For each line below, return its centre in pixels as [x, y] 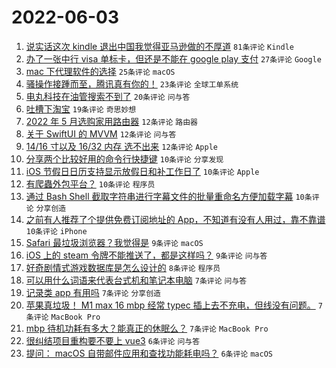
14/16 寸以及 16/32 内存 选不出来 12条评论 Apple [121, 146]
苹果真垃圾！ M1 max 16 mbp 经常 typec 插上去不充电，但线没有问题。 [170, 305]
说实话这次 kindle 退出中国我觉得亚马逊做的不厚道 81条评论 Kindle [159, 46]
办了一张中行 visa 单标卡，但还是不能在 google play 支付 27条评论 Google [173, 58]
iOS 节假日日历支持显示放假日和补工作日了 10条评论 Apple [142, 171]
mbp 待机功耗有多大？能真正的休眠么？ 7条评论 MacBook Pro [147, 328]
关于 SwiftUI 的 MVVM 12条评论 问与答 [101, 133]
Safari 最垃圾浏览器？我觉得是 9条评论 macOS [114, 242]
